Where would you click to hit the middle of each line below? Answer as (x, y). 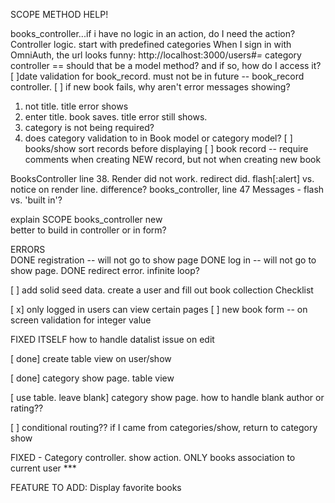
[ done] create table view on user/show (91, 358)
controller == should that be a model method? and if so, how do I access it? (166, 65)
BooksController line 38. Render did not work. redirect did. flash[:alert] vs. (162, 178)
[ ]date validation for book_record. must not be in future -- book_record (157, 76)
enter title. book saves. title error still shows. (116, 117)
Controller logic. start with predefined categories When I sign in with (151, 44)
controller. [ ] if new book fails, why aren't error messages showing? (150, 87)
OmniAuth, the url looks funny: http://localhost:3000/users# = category (156, 55)
